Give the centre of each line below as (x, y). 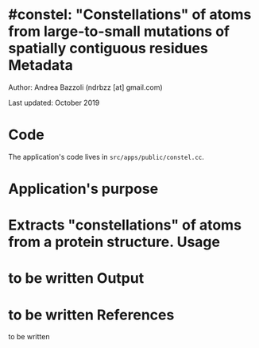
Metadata (41, 66)
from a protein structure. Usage (114, 242)
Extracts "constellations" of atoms (125, 225)
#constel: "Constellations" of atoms (130, 15)
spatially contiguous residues (108, 48)
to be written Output (76, 278)
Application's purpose (83, 189)
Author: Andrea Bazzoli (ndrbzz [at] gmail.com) (85, 87)
